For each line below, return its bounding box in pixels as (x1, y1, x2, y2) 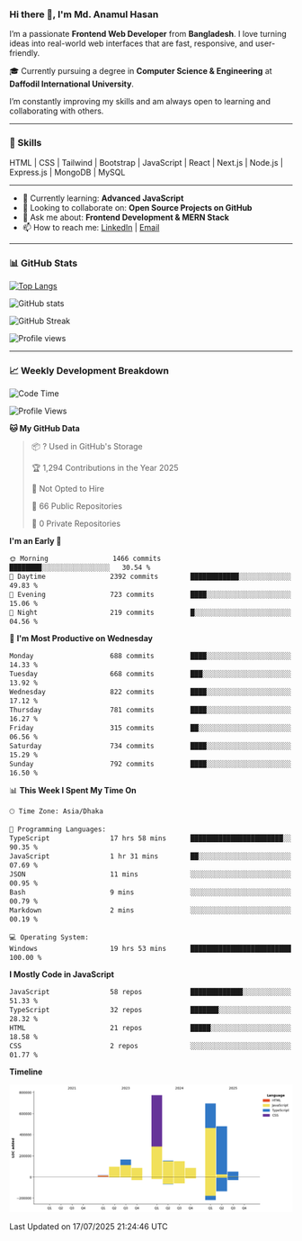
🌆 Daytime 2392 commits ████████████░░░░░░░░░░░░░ (9, 572, 292, 582)
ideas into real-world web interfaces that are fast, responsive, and (9, 38, 253, 49)
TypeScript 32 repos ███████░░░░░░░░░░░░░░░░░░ (9, 1006, 292, 1015)
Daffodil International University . (9, 78, 135, 89)
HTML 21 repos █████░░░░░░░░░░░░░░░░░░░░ (9, 1024, 292, 1033)
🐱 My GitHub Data (9, 423, 81, 434)
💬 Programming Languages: (9, 825, 106, 834)
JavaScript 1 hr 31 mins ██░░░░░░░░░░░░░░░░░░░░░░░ (9, 852, 292, 861)
